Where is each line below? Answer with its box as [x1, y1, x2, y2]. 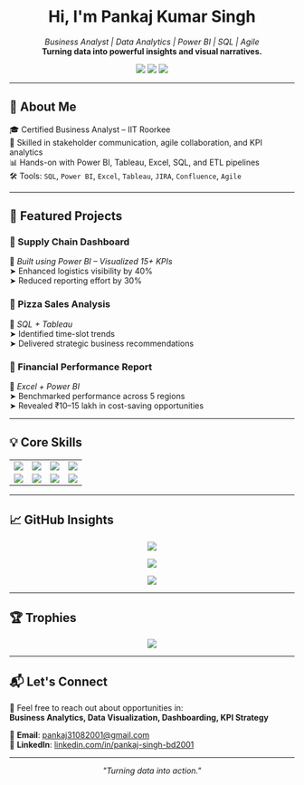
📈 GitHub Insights [9, 512, 115, 528]
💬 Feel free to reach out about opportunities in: [9, 703, 184, 713]
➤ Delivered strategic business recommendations [9, 338, 195, 349]
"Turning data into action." [102, 765, 202, 776]
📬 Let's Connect [9, 674, 109, 689]
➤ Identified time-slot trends [9, 328, 116, 339]
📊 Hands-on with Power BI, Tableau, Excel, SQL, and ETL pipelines [9, 157, 260, 168]
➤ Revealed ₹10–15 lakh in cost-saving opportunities [9, 400, 204, 411]
